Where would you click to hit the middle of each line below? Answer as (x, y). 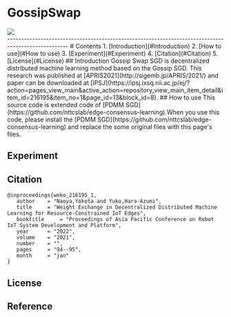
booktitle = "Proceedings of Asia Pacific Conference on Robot (115, 220)
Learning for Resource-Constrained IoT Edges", (77, 213)
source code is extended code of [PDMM (66, 104)
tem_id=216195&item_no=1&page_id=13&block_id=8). (83, 97)
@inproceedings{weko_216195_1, (52, 195)
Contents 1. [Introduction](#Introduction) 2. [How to (149, 46)
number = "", (40, 244)
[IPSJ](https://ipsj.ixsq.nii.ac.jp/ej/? (140, 83)
